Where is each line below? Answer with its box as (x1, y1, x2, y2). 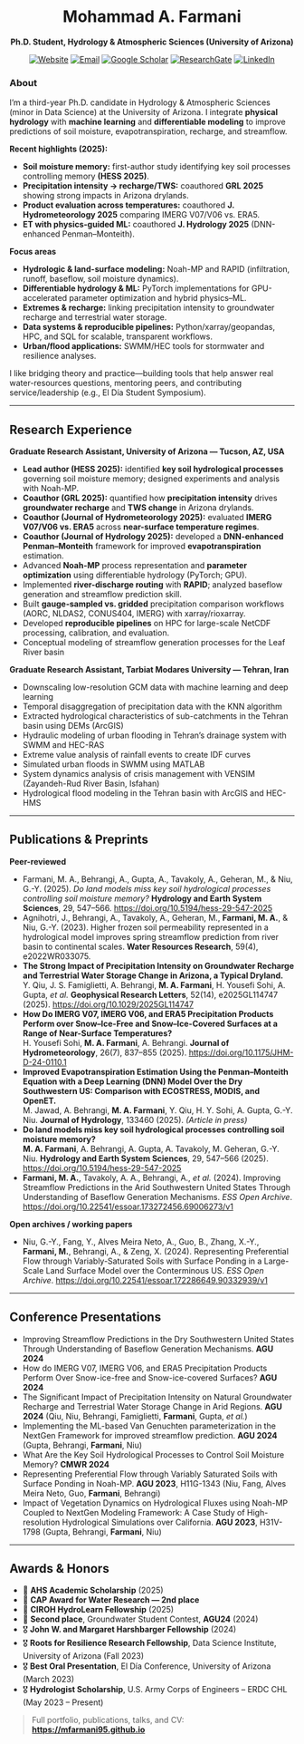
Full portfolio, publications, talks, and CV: (31, 1715, 185, 1726)
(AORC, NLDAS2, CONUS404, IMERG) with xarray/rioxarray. (22, 608, 246, 619)
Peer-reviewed (9, 856, 67, 867)
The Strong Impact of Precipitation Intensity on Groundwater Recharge (22, 960, 295, 971)
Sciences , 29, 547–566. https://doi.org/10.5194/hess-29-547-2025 (22, 902, 273, 913)
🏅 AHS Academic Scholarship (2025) (22, 1584, 165, 1596)
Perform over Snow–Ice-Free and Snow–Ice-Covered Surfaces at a (22, 1018, 279, 1029)
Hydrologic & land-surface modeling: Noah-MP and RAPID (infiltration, (22, 264, 290, 275)
